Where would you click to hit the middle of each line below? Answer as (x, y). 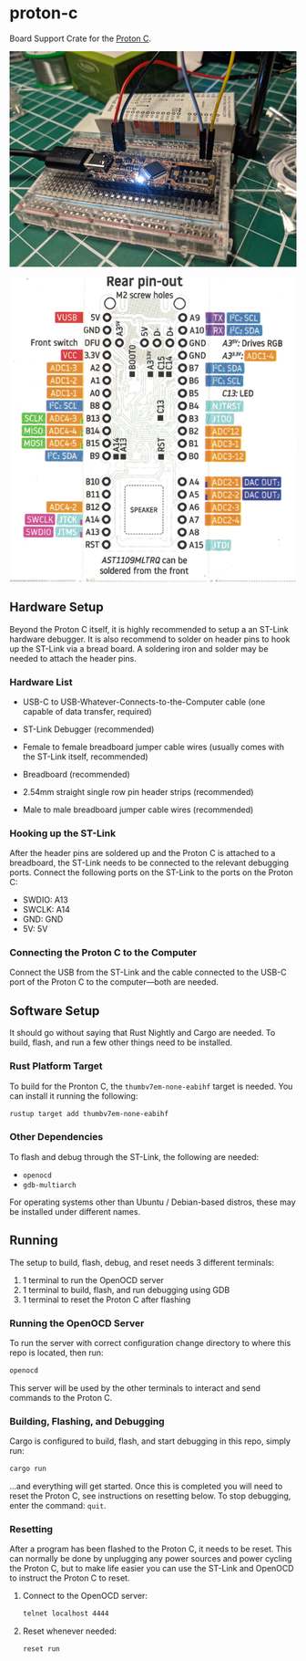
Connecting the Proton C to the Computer (103, 953)
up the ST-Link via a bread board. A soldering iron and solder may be (139, 648)
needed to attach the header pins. (73, 658)
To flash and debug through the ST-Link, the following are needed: (134, 1156)
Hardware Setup (56, 607)
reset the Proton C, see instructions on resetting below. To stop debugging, (150, 1496)
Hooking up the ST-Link (63, 833)
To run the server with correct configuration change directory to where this (150, 1342)
